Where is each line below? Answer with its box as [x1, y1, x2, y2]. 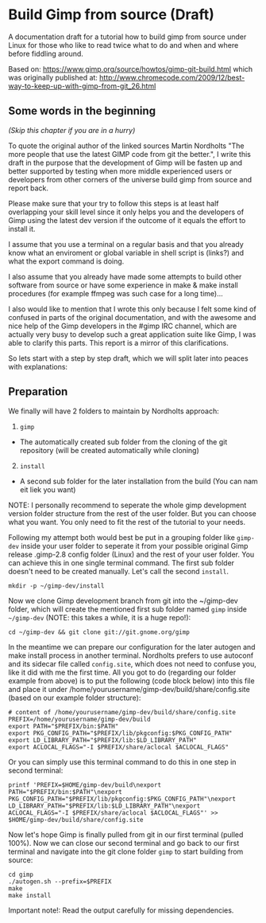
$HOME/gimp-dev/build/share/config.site [8, 815, 145, 823]
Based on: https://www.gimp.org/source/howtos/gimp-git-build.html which [8, 64, 253, 73]
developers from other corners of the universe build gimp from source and [8, 174, 253, 184]
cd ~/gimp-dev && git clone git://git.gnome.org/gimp [8, 628, 191, 636]
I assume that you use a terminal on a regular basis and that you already [8, 239, 244, 248]
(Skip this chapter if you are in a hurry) [8, 125, 136, 135]
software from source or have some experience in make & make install [8, 280, 238, 290]
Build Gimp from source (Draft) [8, 6, 214, 24]
